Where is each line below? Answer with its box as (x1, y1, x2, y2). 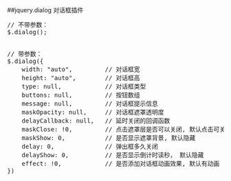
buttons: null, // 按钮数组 (21, 91, 140, 99)
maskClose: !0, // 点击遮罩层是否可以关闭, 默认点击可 (21, 125, 220, 133)
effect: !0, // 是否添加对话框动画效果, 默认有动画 (21, 160, 220, 167)
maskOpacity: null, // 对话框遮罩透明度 (21, 108, 164, 116)
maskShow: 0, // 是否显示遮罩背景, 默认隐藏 (21, 134, 196, 142)
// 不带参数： (7, 21, 49, 29)
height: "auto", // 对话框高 (21, 74, 140, 82)
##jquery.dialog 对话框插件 (7, 6, 84, 14)
